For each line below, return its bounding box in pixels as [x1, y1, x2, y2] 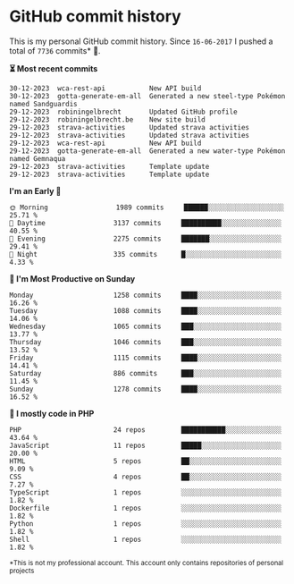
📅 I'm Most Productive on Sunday [9, 273, 136, 284]
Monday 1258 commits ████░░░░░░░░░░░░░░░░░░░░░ [9, 291, 281, 300]
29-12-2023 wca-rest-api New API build [9, 139, 202, 148]
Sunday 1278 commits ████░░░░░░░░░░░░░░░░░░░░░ [9, 385, 281, 394]
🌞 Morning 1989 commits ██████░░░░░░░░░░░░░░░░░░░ [9, 203, 284, 212]
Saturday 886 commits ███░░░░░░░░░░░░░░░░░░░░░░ [9, 368, 281, 377]
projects [9, 566, 35, 575]
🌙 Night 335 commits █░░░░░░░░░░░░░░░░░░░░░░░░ [9, 250, 281, 258]
